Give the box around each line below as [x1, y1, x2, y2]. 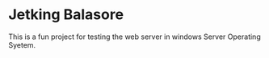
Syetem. [8, 40, 36, 49]
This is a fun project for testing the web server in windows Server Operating [8, 32, 261, 41]
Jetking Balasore [8, 6, 124, 24]
